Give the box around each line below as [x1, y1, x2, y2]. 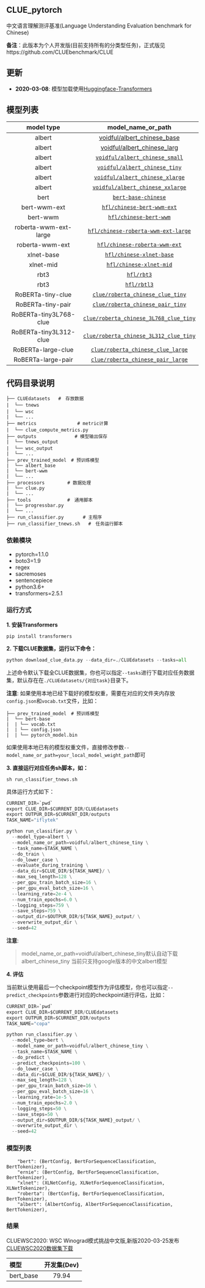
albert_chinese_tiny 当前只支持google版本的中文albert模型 [21, 957, 168, 965]
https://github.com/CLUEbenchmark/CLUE [6, 48, 114, 56]
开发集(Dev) [44, 1260, 79, 1269]
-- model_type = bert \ [12, 1038, 64, 1044]
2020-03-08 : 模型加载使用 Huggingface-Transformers [15, 85, 153, 92]
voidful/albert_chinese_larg [100, 143, 179, 152]
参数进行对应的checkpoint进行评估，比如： [58, 991, 167, 998]
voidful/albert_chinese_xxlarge [92, 184, 187, 191]
